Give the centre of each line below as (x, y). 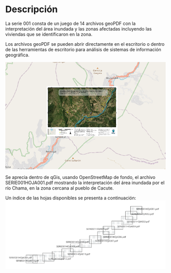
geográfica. (17, 55)
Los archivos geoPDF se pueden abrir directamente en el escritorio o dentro (85, 44)
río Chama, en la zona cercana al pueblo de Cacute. (60, 188)
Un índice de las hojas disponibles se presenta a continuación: (71, 198)
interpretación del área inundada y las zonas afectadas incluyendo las (78, 28)
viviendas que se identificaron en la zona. (49, 34)
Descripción (32, 9)
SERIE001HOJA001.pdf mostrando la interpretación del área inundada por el (85, 183)
